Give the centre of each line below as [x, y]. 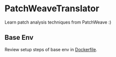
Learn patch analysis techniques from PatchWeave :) [58, 22]
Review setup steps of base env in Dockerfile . [51, 49]
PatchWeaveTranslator [52, 9]
